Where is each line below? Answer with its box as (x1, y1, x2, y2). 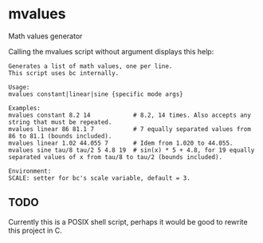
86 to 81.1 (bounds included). (8, 132, 112, 140)
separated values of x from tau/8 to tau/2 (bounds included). (8, 153, 223, 161)
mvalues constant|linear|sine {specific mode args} (8, 90, 183, 98)
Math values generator (8, 31, 83, 41)
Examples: (8, 104, 41, 112)
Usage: (8, 83, 30, 91)
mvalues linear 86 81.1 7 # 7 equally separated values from (8, 125, 251, 133)
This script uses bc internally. (8, 69, 120, 77)
